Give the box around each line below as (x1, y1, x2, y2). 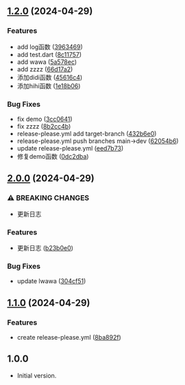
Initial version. (16, 371, 57, 379)
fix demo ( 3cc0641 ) (16, 115, 73, 123)
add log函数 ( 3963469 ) (16, 43, 84, 51)
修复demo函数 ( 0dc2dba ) (16, 152, 89, 160)
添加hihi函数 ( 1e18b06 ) (16, 82, 81, 90)
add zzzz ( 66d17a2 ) (16, 65, 73, 73)
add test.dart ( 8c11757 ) (16, 50, 82, 58)
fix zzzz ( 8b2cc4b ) (16, 122, 71, 130)
